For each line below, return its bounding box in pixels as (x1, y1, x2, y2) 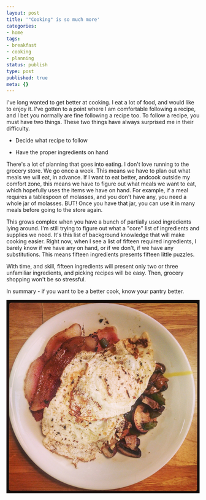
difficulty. (6, 125, 31, 132)
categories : (6, 23, 37, 29)
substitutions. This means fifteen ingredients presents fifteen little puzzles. (6, 251, 195, 258)
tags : (6, 36, 20, 42)
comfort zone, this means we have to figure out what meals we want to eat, (6, 180, 197, 187)
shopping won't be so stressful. (6, 276, 86, 283)
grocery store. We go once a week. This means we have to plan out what (6, 167, 191, 174)
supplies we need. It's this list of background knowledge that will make (6, 231, 185, 239)
